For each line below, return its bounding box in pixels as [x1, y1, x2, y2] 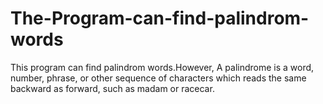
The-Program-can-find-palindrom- [10, 7, 310, 30]
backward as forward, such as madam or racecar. [10, 82, 215, 94]
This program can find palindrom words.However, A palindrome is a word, [10, 61, 315, 73]
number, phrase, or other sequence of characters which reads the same [10, 72, 307, 84]
